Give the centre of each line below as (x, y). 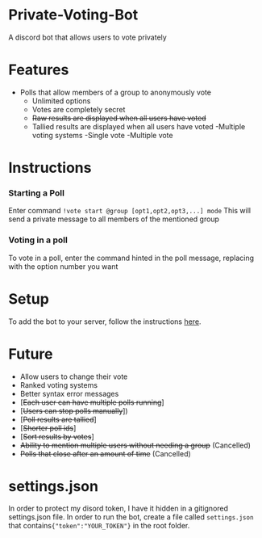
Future (31, 354)
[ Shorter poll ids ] (48, 428)
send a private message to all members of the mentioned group (114, 219)
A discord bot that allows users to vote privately (87, 37)
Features (39, 70)
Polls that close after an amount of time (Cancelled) (105, 453)
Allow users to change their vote (74, 376)
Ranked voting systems (59, 385)
